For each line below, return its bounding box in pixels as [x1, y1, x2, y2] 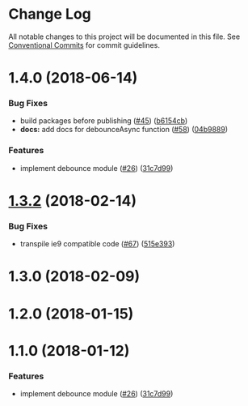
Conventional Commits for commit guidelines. [8, 40, 160, 49]
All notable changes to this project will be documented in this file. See [8, 32, 241, 41]
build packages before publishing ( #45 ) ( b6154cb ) [19, 116, 188, 126]
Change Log [8, 5, 91, 24]
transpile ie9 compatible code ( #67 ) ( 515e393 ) [19, 239, 175, 249]
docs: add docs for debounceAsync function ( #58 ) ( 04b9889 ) [19, 125, 229, 135]
